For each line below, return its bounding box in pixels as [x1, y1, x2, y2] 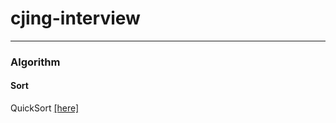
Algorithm [10, 55, 61, 69]
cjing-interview [10, 7, 141, 30]
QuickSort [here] [10, 102, 80, 114]
